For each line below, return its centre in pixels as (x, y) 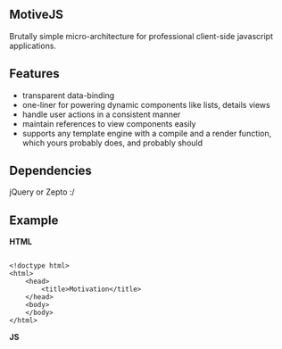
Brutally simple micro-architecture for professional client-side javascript (141, 36)
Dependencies (50, 171)
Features (34, 74)
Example (34, 220)
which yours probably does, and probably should (112, 143)
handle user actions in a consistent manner (101, 114)
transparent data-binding (68, 95)
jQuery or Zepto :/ (42, 192)
